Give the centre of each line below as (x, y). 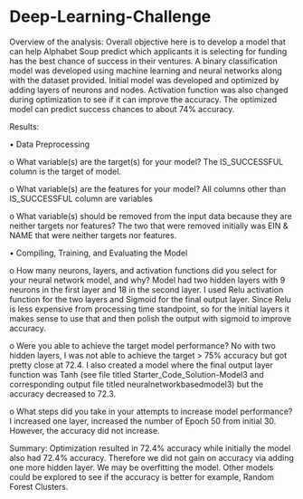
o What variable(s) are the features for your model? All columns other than (148, 188)
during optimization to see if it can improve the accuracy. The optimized (143, 99)
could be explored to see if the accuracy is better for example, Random (142, 476)
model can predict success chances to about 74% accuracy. (122, 109)
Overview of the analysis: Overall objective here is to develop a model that (148, 42)
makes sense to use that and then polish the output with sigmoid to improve (151, 318)
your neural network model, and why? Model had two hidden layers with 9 (147, 280)
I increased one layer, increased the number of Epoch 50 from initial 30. (143, 421)
